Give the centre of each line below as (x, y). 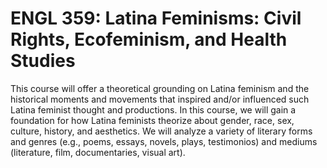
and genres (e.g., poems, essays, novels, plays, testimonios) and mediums (164, 141)
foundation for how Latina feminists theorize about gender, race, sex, (152, 120)
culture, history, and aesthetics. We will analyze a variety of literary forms (161, 131)
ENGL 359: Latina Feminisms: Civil (156, 18)
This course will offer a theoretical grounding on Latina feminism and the (160, 88)
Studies (43, 61)
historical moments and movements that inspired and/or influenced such (160, 99)
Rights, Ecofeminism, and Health (149, 39)
